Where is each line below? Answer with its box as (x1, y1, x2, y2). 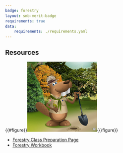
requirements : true (5, 18, 46, 23)
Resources (5, 48, 39, 57)
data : (5, 24, 16, 29)
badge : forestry (5, 8, 39, 13)
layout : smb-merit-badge (5, 13, 57, 18)
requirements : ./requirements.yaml (14, 29, 88, 34)
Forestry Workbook (12, 142, 52, 148)
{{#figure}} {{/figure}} (5, 127, 118, 133)
